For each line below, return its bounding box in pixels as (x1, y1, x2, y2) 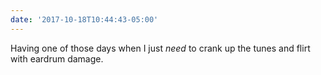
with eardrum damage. (10, 52, 104, 65)
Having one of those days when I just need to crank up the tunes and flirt (10, 42, 311, 54)
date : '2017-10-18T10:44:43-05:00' (10, 14, 159, 25)
